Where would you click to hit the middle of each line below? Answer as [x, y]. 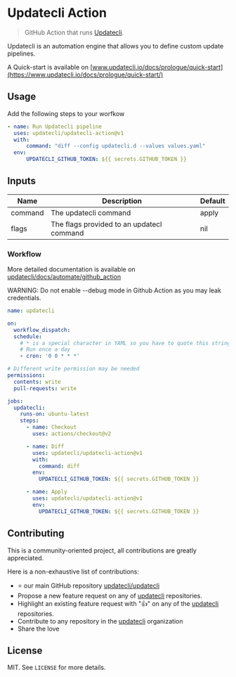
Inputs [22, 181]
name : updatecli [31, 311]
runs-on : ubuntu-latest [55, 414]
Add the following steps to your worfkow [66, 113]
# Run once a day [45, 349]
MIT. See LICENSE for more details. [57, 668]
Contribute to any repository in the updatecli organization [100, 621]
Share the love [38, 628]
